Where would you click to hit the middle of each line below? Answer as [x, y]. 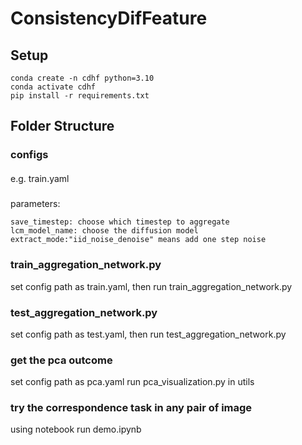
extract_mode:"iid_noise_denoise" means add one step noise [138, 240]
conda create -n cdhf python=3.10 [82, 78]
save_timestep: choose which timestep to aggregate [120, 222]
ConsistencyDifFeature [109, 18]
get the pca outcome [61, 360]
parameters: [35, 204]
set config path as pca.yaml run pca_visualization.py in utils [132, 382]
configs [29, 155]
